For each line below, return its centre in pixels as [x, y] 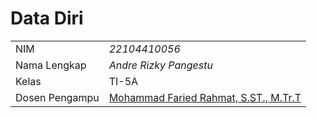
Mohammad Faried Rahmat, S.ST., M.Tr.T [205, 97]
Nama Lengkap [51, 65]
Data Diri [47, 18]
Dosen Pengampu [57, 97]
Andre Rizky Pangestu [160, 65]
